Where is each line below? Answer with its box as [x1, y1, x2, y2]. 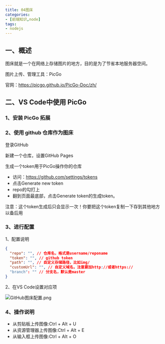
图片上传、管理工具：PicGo [5, 71, 62, 77]
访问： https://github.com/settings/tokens [12, 174, 98, 180]
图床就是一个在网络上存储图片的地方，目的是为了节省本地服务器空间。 [5, 60, 150, 66]
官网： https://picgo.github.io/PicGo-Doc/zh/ [5, 82, 97, 88]
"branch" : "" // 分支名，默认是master [10, 269, 86, 275]
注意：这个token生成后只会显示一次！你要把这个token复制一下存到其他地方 [5, 203, 160, 209]
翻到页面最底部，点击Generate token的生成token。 [12, 193, 118, 199]
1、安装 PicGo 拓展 [5, 114, 51, 122]
